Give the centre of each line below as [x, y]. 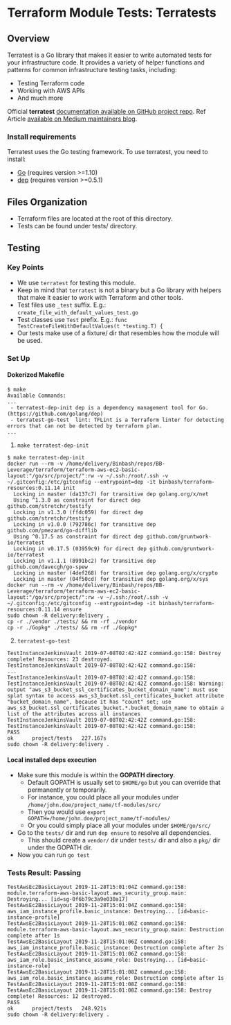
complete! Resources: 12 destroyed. [60, 997]
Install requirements [42, 137]
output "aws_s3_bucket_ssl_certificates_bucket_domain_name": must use [112, 689]
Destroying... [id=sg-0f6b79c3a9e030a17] [68, 899]
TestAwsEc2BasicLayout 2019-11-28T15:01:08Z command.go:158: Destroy [110, 990]
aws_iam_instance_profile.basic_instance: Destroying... [91, 912]
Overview [29, 39]
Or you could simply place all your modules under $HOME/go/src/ [119, 825]
